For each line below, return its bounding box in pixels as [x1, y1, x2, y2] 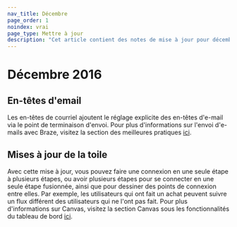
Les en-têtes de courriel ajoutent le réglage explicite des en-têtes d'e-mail [7, 113, 224, 122]
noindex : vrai [7, 23, 49, 30]
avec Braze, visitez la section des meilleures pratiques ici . [24, 128, 192, 137]
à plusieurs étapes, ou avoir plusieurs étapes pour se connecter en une [7, 174, 214, 183]
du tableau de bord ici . [7, 212, 73, 220]
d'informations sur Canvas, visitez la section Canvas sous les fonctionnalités [7, 205, 230, 213]
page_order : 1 [7, 17, 49, 24]
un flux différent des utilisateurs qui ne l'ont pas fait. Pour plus [7, 197, 188, 205]
